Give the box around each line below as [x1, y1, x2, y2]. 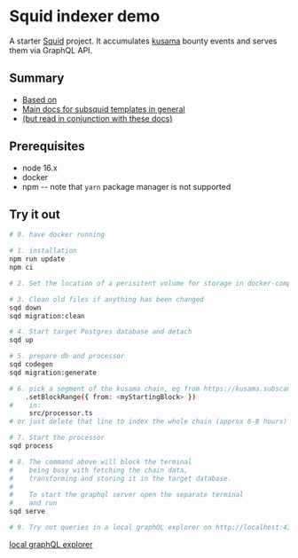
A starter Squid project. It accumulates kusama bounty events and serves [9, 35, 278, 46]
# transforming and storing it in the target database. [9, 474, 232, 483]
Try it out [9, 207, 60, 222]
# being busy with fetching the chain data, [9, 466, 189, 475]
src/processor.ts [28, 409, 93, 418]
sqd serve [9, 507, 46, 516]
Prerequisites [9, 139, 85, 154]
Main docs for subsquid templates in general [21, 104, 185, 114]
